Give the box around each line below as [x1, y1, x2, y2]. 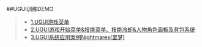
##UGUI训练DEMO [6, 5, 54, 12]
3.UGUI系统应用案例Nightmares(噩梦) [30, 34, 125, 41]
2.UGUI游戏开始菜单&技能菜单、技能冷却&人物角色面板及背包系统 [30, 26, 196, 33]
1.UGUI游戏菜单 [30, 18, 70, 26]
